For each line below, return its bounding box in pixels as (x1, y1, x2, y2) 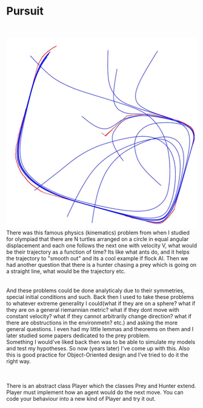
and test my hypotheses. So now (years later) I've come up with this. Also (6, 344, 190, 352)
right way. (6, 357, 32, 364)
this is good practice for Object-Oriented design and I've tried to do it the (6, 351, 189, 358)
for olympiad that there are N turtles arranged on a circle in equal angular (6, 235, 189, 243)
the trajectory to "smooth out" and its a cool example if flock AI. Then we (6, 254, 188, 262)
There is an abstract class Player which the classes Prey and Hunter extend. (6, 382, 196, 389)
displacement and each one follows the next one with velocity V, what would (6, 242, 197, 249)
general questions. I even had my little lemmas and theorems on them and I (6, 325, 194, 332)
